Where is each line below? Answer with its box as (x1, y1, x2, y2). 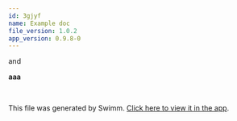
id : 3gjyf (8, 11, 42, 20)
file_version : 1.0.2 (8, 27, 78, 35)
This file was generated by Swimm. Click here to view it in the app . (8, 103, 230, 113)
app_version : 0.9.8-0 (8, 34, 81, 43)
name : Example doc (8, 19, 70, 27)
